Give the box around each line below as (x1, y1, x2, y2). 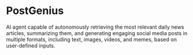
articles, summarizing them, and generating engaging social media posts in (6, 29, 188, 36)
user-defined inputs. (6, 42, 56, 49)
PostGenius (6, 4, 64, 18)
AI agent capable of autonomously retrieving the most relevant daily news (6, 23, 185, 30)
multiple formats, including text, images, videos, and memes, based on (6, 36, 177, 43)
